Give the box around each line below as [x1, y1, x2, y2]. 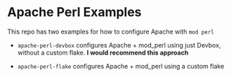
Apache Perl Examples [7, 4, 142, 20]
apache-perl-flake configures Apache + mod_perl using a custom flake [17, 62, 225, 70]
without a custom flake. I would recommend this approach [17, 48, 189, 57]
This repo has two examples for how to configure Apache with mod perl [7, 27, 214, 36]
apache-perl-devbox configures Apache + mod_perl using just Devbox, [17, 41, 221, 49]
